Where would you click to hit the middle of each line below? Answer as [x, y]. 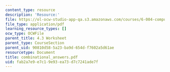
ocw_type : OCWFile [25, 33]
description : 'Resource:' [32, 15]
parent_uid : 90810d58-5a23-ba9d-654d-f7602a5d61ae [60, 48]
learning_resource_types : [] [36, 29]
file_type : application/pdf [35, 24]
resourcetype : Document [30, 52]
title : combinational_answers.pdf [42, 57]
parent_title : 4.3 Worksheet [36, 39]
